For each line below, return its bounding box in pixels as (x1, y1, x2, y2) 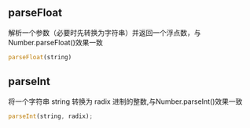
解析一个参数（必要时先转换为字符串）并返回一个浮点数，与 (8, 27, 201, 37)
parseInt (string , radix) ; (8, 112, 93, 120)
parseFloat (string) (8, 53, 72, 61)
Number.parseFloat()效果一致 (8, 37, 104, 47)
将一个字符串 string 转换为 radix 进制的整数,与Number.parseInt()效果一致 (8, 97, 243, 106)
